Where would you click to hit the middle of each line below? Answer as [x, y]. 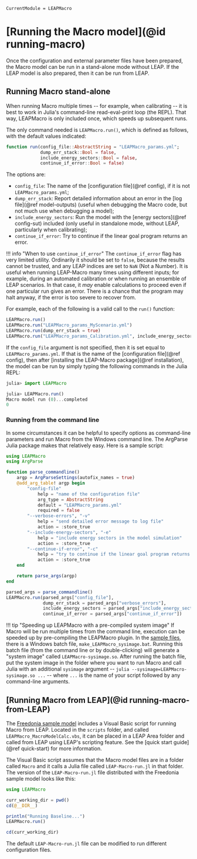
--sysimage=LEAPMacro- [159, 670]
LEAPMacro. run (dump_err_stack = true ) [53, 331]
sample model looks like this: [41, 778]
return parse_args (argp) [47, 576]
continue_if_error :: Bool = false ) [82, 163]
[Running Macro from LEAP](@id [67, 700]
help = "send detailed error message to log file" [101, 521]
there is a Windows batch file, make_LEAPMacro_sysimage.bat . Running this [94, 644]
